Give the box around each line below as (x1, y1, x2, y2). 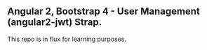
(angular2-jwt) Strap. (7, 17, 102, 28)
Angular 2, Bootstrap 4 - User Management (7, 6, 200, 17)
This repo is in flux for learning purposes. (7, 35, 127, 43)
